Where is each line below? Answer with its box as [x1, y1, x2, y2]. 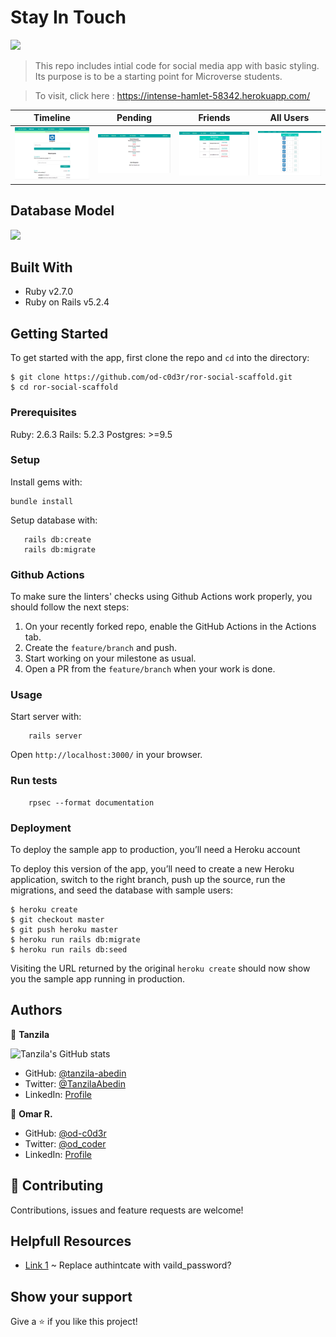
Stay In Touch [10, 6, 127, 29]
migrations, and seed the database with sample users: [10, 884, 233, 896]
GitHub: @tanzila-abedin [24, 1067, 127, 1079]
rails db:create [23, 534, 92, 545]
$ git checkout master [10, 915, 105, 925]
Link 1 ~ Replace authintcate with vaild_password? [24, 1259, 232, 1271]
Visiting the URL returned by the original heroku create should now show [10, 962, 311, 975]
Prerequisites [10, 406, 77, 420]
